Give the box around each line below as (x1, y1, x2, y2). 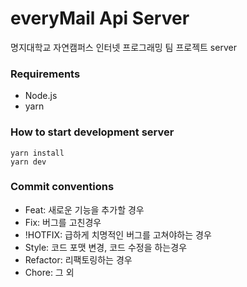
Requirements (10, 67, 81, 81)
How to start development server (10, 125, 175, 139)
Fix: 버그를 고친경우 (24, 216, 102, 228)
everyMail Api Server (10, 7, 190, 30)
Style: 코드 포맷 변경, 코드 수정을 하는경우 (24, 241, 188, 253)
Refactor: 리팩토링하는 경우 (24, 253, 133, 266)
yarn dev (10, 157, 47, 167)
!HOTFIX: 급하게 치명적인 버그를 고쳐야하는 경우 (24, 228, 212, 241)
